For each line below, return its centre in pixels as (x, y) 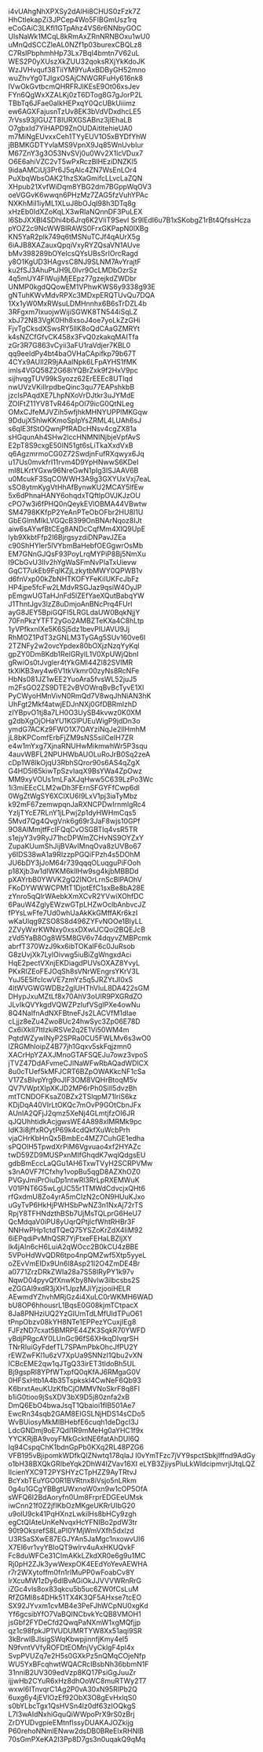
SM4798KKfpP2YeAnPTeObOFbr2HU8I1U (76, 512)
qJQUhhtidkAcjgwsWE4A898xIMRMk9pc (75, 1122)
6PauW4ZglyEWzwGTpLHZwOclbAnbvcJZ (77, 904)
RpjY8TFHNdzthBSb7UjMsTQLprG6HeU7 (75, 1213)
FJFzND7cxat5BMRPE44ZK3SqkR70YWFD (77, 1330)
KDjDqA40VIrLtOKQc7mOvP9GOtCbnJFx (75, 1105)
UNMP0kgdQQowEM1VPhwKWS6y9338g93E (82, 287)
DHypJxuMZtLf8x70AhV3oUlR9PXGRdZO (75, 996)
